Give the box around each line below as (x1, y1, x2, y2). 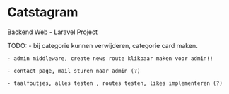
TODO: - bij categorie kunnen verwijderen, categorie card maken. (7, 41, 198, 49)
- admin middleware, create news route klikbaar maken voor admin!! (7, 54, 213, 62)
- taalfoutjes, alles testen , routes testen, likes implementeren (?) (7, 79, 223, 87)
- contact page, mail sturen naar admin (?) (7, 67, 141, 74)
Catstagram (7, 4, 78, 20)
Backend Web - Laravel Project (7, 28, 98, 36)
